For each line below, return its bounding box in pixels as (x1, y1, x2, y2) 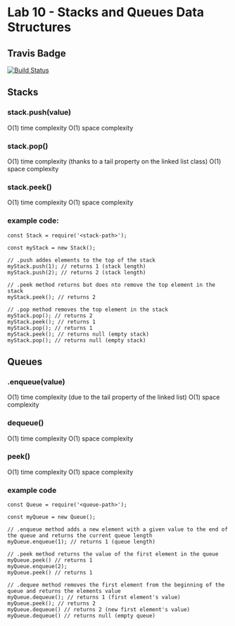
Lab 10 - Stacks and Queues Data (7, 4, 205, 20)
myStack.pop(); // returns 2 (7, 312, 93, 319)
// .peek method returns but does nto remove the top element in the (7, 281, 216, 288)
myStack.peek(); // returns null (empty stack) (7, 331, 150, 338)
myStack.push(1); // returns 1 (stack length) (7, 262, 146, 270)
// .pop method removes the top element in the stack (7, 306, 169, 313)
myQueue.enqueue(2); (7, 563, 68, 570)
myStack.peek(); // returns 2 (7, 293, 96, 300)
